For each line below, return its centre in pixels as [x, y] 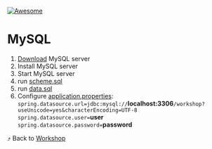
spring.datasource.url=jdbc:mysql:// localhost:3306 [95, 103]
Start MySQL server [46, 73]
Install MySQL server [48, 66]
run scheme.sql [40, 81]
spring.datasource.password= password [75, 124]
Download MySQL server [54, 58]
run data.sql [35, 89]
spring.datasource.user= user [60, 117]
